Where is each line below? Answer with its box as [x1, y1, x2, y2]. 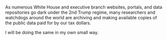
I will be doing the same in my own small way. [5, 30, 99, 35]
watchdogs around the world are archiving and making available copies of [5, 15, 157, 20]
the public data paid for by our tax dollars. [5, 20, 91, 26]
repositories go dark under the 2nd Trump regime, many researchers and [5, 9, 156, 15]
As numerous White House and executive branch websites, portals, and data [5, 4, 163, 10]
